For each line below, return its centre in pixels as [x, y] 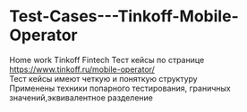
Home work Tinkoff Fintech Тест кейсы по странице [107, 60]
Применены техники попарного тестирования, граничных [120, 88]
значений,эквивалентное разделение [81, 97]
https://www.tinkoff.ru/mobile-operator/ [82, 69]
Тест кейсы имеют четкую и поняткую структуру [104, 78]
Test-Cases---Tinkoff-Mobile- [124, 16]
